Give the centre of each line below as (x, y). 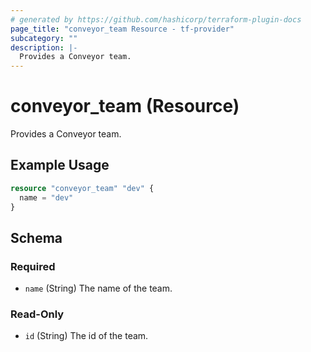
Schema (36, 237)
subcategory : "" (44, 38)
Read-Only (37, 314)
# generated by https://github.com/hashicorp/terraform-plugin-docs (156, 19)
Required (33, 266)
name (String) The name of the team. (98, 288)
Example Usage (60, 165)
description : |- (44, 47)
